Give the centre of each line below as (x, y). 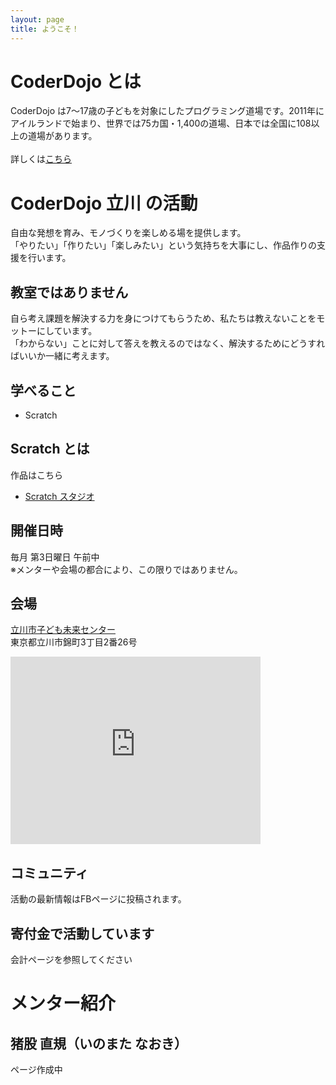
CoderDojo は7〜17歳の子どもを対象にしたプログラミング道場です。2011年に (167, 111)
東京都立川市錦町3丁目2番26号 (74, 642)
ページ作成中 (36, 1070)
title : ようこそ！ (45, 29)
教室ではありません (69, 292)
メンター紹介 (63, 1003)
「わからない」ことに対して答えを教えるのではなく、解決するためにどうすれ (168, 343)
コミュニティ (49, 872)
